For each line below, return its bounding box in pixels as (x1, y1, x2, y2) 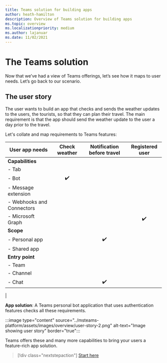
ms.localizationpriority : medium (5, 26, 75, 31)
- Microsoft (7, 212, 35, 219)
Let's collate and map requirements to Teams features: (5, 131, 117, 137)
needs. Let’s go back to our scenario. (5, 78, 81, 84)
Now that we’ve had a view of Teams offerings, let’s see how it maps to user (5, 73, 161, 79)
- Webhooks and (7, 198, 48, 205)
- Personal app (7, 236, 43, 243)
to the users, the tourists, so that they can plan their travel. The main (5, 111, 145, 117)
